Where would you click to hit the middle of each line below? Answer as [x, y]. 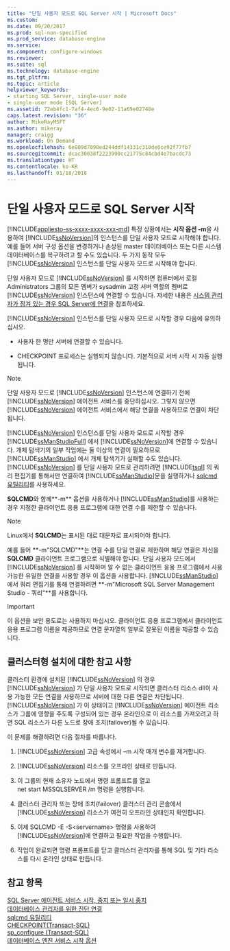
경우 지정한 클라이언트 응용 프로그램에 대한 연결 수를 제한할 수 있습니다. [102, 508]
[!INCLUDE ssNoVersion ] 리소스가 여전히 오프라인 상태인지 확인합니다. [111, 812]
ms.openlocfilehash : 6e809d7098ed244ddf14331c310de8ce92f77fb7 [99, 148]
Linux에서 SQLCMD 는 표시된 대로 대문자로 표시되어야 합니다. [89, 535]
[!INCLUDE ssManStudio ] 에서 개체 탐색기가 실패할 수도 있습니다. [95, 459]
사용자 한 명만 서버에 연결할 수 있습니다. [70, 342]
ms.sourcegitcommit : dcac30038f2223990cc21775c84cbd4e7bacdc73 [99, 154]
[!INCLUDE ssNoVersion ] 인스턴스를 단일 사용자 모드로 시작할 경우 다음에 [105, 318]
